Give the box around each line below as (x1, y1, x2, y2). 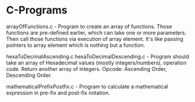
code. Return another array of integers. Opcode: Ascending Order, (6, 65, 167, 72)
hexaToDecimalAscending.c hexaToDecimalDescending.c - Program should (6, 53, 190, 60)
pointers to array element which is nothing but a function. (6, 42, 146, 49)
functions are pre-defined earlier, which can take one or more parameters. (6, 29, 187, 36)
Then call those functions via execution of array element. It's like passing (6, 35, 184, 42)
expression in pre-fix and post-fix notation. (6, 89, 110, 96)
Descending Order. (6, 72, 52, 79)
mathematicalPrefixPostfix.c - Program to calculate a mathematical (6, 83, 168, 90)
